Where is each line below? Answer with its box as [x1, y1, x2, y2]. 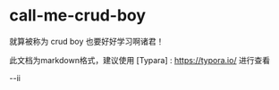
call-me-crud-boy [9, 5, 146, 26]
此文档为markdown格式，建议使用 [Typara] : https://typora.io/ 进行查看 [9, 54, 271, 65]
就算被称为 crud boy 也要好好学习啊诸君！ [9, 36, 165, 46]
